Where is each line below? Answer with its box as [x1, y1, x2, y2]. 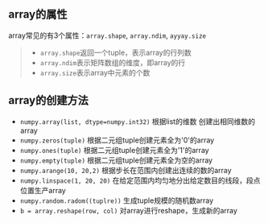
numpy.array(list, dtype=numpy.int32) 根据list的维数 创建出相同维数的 [19, 116, 256, 126]
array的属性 [8, 7, 68, 22]
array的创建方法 [8, 93, 89, 107]
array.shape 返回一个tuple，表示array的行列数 [39, 47, 192, 57]
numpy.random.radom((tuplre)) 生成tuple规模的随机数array [19, 196, 214, 205]
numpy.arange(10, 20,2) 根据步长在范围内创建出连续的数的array [19, 165, 232, 175]
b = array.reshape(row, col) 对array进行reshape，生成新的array [19, 205, 237, 215]
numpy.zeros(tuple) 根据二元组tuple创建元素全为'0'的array [19, 135, 215, 145]
